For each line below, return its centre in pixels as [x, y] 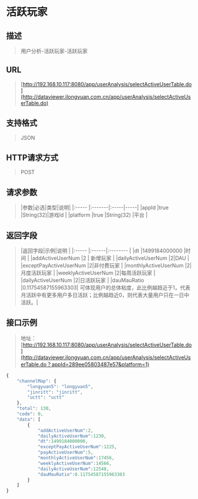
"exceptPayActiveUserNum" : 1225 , [77, 447]
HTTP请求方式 [32, 158]
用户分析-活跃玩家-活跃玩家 [54, 51]
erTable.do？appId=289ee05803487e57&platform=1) [85, 364]
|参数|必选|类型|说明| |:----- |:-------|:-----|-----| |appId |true [95, 208]
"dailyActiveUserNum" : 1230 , [72, 436]
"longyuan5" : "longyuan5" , [60, 387]
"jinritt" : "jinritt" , [55, 392]
